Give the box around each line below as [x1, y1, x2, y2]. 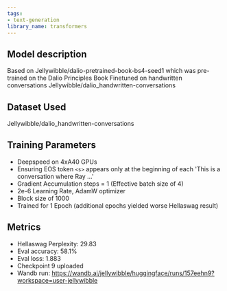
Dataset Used [7, 101, 67, 113]
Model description [7, 48, 87, 60]
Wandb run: [16, 269, 50, 277]
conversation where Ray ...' [16, 172, 94, 180]
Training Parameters [7, 139, 97, 151]
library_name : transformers [7, 23, 88, 30]
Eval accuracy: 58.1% [16, 247, 77, 255]
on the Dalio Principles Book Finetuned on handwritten [28, 74, 183, 83]
